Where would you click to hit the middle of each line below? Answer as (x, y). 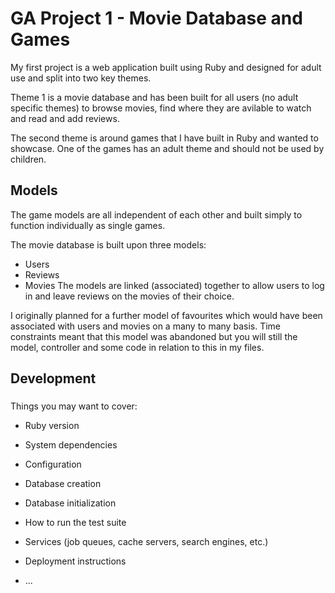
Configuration (53, 464)
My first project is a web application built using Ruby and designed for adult (166, 67)
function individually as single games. (88, 225)
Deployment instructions (75, 561)
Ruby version (52, 426)
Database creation (63, 484)
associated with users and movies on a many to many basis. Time (145, 326)
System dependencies (71, 445)
